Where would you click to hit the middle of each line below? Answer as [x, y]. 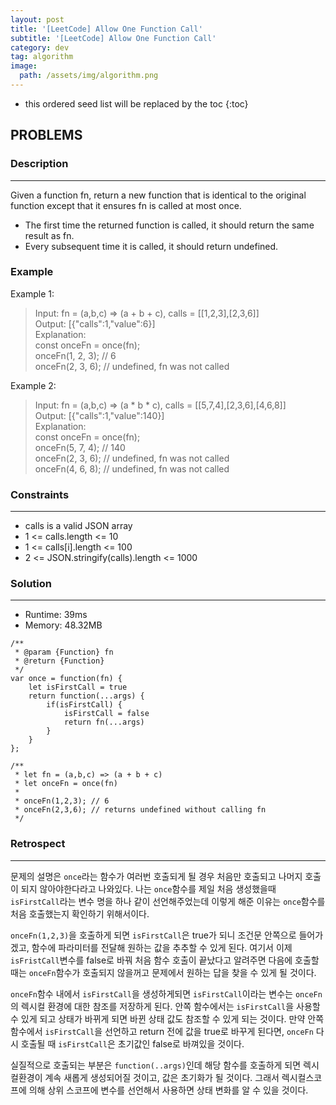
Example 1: [32, 293]
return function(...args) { [86, 696]
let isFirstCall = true [78, 687]
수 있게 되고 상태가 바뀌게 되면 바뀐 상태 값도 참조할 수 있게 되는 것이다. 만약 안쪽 [167, 1018]
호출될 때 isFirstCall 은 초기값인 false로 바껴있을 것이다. [132, 1043]
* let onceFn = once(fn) [66, 784]
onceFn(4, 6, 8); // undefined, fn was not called [132, 468]
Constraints [40, 494]
